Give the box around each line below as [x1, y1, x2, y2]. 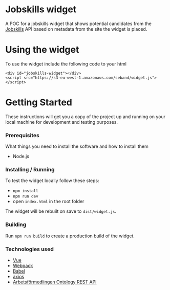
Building [5, 221, 27, 228]
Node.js [12, 153, 30, 160]
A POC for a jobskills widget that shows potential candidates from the [5, 20, 152, 27]
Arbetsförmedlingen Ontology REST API [12, 279, 97, 285]
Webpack [12, 262, 33, 269]
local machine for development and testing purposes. [5, 119, 118, 125]
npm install [12, 188, 38, 194]
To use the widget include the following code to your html [5, 60, 127, 67]
